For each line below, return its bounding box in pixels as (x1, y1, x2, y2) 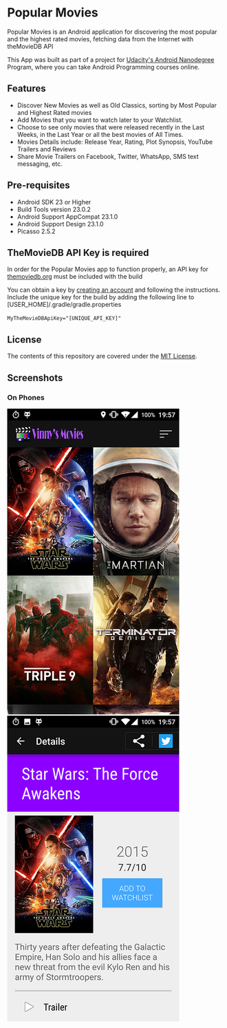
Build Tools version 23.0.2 (17, 205, 91, 213)
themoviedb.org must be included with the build (7, 272, 143, 281)
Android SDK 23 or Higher (17, 197, 91, 206)
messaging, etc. (17, 160, 63, 168)
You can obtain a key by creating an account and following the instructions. (7, 286, 221, 294)
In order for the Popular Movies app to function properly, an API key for (7, 265, 208, 273)
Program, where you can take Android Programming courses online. (7, 63, 200, 71)
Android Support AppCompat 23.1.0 (17, 212, 118, 221)
